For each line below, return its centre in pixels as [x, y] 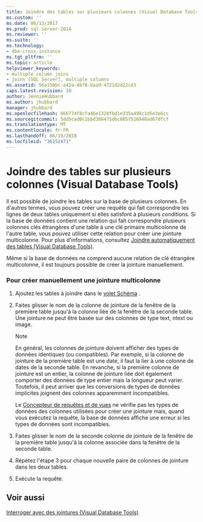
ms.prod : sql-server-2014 [39, 29]
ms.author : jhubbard [32, 102]
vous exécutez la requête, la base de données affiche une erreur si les [102, 417]
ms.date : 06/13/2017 [32, 23]
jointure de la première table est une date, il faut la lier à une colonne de [104, 361]
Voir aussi [25, 498]
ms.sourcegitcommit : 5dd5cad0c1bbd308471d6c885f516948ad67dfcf [88, 119]
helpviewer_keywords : [34, 68]
